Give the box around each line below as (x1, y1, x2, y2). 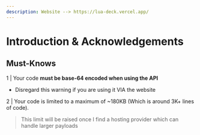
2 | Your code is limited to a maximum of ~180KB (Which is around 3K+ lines (6, 97, 194, 105)
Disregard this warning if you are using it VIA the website (14, 86, 156, 93)
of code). (6, 104, 29, 111)
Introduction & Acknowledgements (6, 34, 184, 48)
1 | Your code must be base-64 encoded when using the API (6, 74, 158, 82)
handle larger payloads (20, 122, 78, 129)
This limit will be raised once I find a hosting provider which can (20, 115, 179, 123)
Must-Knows (6, 58, 56, 69)
